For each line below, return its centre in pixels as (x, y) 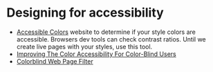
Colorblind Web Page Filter (55, 61)
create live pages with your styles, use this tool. (84, 46)
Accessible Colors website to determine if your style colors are (106, 32)
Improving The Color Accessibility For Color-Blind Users (96, 54)
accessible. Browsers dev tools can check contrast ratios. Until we (111, 39)
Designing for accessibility (85, 13)
